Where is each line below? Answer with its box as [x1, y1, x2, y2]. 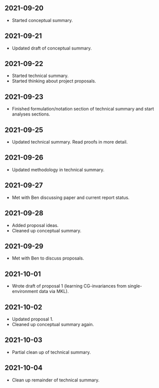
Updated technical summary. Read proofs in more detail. [11, 139, 128, 145]
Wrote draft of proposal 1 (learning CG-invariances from [11, 283, 127, 289]
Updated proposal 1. [11, 316, 53, 322]
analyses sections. [11, 111, 50, 117]
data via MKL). [39, 288, 69, 294]
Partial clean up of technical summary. [11, 349, 91, 355]
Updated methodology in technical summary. [11, 166, 105, 172]
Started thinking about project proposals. [11, 78, 97, 84]
